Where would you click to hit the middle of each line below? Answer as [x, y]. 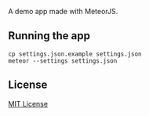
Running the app [49, 36]
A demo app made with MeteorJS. [63, 11]
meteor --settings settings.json [63, 61]
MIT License [28, 103]
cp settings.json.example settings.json [75, 54]
